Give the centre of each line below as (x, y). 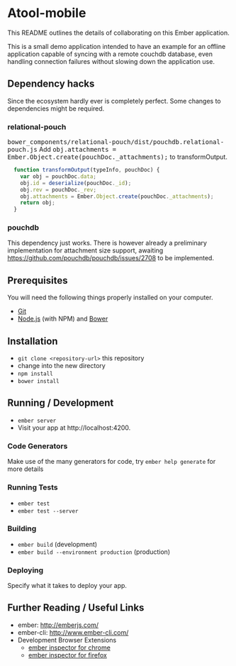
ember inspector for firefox (68, 655)
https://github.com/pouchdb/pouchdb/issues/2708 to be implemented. (111, 258)
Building (22, 528)
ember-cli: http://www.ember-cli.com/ (73, 632)
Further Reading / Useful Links (76, 608)
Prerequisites (38, 281)
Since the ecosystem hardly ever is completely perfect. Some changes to (114, 101)
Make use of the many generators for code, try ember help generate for (112, 462)
